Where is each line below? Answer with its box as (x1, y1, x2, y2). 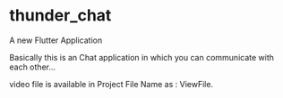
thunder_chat (9, 5, 112, 26)
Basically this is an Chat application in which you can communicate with (9, 52, 275, 62)
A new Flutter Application (9, 35, 103, 45)
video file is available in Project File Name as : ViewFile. (9, 78, 213, 89)
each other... (9, 61, 56, 72)
